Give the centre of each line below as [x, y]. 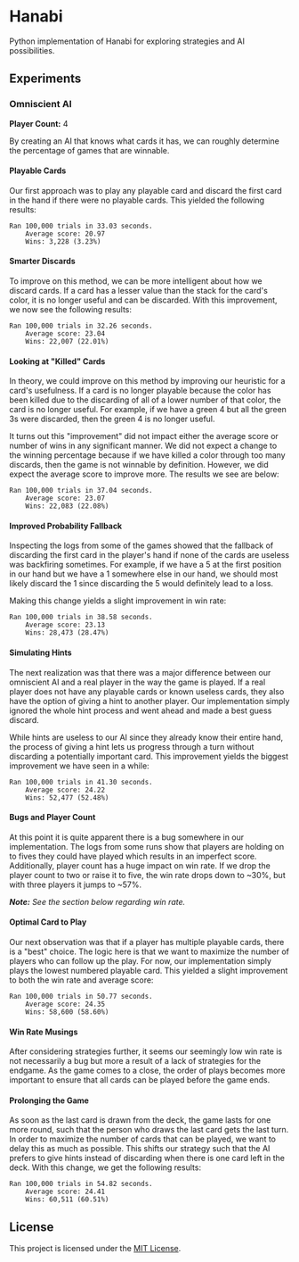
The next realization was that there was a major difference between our [140, 672]
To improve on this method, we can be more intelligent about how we [136, 281]
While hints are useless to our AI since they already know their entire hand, [146, 737]
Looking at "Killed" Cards [57, 361]
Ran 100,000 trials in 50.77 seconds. [81, 997]
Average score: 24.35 [65, 1005]
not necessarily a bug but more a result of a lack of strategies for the [135, 1061]
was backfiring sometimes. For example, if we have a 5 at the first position [145, 565]
